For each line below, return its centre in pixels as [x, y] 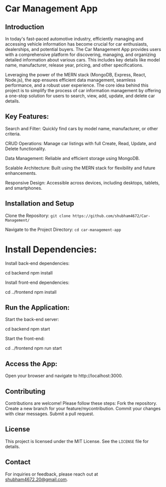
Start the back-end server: [32, 320]
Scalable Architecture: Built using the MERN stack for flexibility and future [80, 168]
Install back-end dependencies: [37, 263]
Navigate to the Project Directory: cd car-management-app [63, 229]
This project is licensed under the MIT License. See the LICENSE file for [77, 441]
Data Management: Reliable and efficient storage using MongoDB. [73, 158]
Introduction [25, 27]
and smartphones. [24, 188]
